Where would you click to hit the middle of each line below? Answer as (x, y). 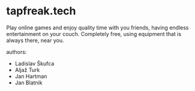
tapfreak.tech (41, 11)
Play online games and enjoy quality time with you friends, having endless (97, 28)
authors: (16, 51)
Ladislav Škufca (34, 63)
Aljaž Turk (27, 69)
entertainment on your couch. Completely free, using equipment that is (94, 34)
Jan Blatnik (29, 83)
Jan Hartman (31, 76)
